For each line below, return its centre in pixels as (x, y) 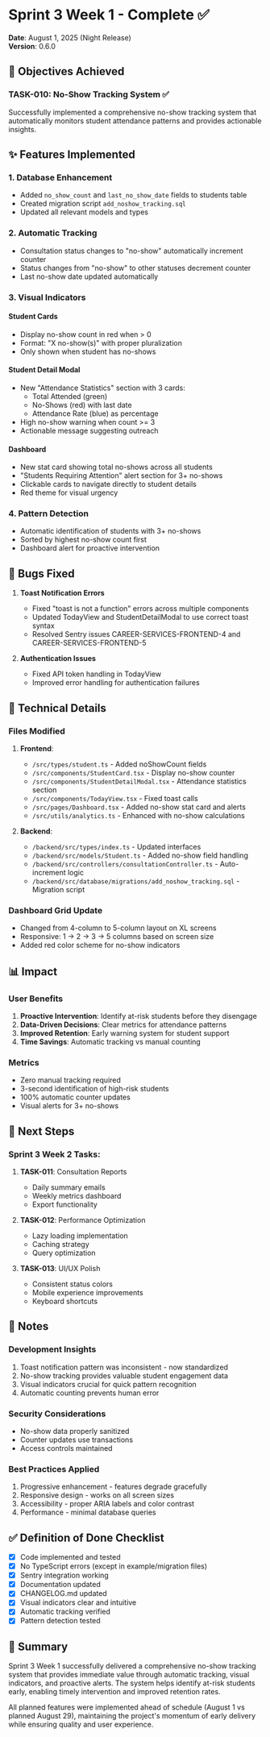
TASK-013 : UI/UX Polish (60, 1268)
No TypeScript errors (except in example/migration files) (114, 1566)
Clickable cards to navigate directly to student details (108, 484)
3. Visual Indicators (47, 297)
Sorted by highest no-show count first (83, 540)
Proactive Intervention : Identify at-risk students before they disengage (139, 1016)
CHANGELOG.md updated (63, 1594)
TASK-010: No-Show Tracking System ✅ (89, 94)
